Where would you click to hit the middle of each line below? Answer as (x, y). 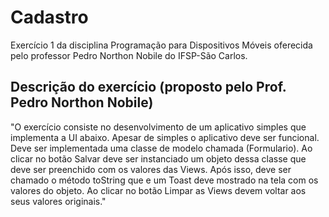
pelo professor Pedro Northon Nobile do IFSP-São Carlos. (129, 55)
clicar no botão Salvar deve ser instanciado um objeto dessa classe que (158, 158)
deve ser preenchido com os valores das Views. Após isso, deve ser (151, 169)
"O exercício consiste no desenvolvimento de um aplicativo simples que (158, 127)
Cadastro (49, 17)
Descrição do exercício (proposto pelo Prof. (148, 87)
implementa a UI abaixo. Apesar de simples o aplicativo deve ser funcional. (165, 137)
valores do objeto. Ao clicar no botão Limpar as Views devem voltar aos (158, 190)
